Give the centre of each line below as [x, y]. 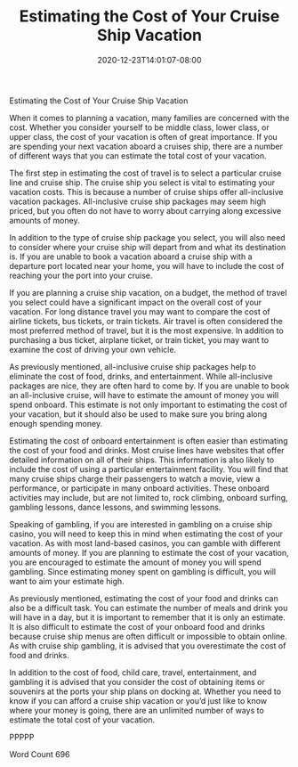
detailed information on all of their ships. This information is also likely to [142, 460]
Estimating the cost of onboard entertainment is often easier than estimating [149, 441]
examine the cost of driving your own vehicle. [93, 349]
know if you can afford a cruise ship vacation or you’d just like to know [138, 700]
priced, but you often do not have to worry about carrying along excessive [145, 210]
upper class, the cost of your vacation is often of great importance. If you [143, 136]
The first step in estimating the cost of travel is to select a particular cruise [145, 173]
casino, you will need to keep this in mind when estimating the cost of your [146, 534]
